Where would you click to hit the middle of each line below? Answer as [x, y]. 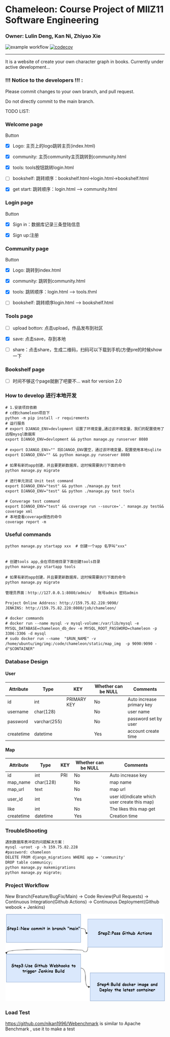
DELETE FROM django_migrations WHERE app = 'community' [65, 857]
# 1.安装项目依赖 [21, 407]
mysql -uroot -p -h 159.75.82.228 [42, 847]
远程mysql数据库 [20, 434]
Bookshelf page [25, 369]
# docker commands [25, 618]
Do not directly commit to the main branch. [50, 101]
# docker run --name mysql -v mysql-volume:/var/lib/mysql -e [72, 623]
